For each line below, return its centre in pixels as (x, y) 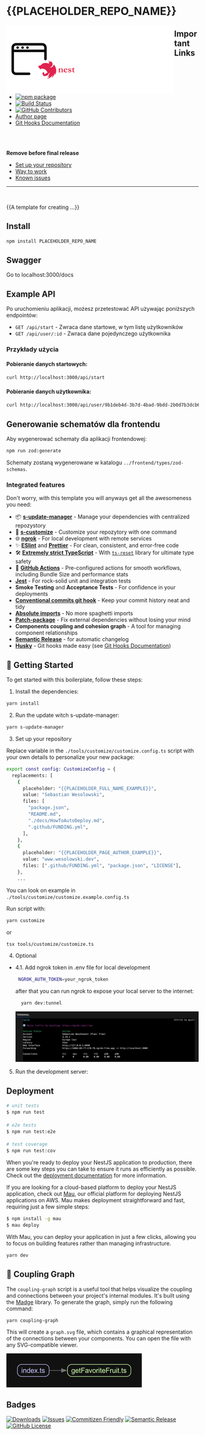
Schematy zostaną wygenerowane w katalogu (64, 463)
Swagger (24, 260)
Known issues (33, 178)
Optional (26, 956)
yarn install (23, 703)
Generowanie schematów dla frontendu (83, 424)
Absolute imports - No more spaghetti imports (74, 613)
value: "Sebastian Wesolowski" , (63, 795)
